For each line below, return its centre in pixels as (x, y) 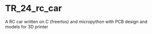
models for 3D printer (27, 26)
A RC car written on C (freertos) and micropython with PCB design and (76, 22)
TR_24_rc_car (33, 8)
